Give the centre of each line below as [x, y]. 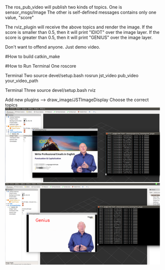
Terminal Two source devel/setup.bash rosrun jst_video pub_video [72, 75]
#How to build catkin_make [33, 56]
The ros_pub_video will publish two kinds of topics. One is [64, 7]
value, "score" [20, 17]
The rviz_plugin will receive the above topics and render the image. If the [79, 27]
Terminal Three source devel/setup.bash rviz [50, 90]
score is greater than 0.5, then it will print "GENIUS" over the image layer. [79, 37]
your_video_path [22, 81]
